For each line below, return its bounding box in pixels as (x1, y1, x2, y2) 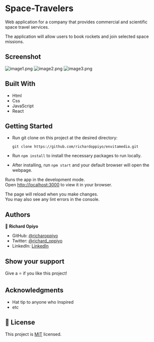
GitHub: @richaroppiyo (12, 233, 58, 239)
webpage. (12, 167, 33, 173)
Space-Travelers (5, 3, 74, 14)
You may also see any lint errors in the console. (5, 196, 100, 202)
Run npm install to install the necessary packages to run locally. (12, 153, 142, 159)
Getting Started (5, 122, 53, 130)
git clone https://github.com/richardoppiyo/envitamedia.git (12, 144, 139, 149)
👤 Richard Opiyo (5, 224, 38, 229)
